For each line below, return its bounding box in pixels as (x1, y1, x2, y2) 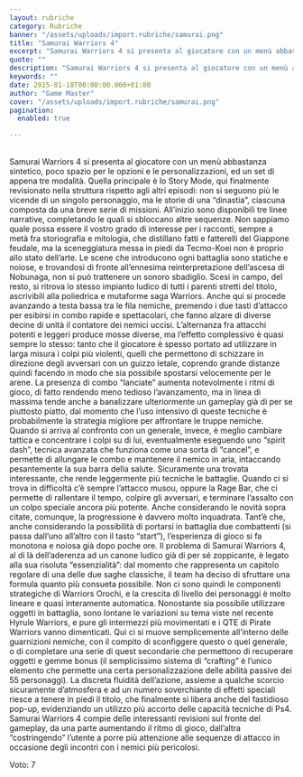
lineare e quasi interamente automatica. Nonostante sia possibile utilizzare (9, 598, 286, 609)
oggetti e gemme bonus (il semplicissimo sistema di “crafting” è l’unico (9, 656, 272, 667)
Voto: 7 (9, 760, 36, 771)
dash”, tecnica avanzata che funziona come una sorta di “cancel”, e (9, 445, 260, 455)
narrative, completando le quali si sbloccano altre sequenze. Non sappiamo (9, 214, 290, 225)
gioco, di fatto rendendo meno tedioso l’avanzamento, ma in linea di (9, 387, 262, 398)
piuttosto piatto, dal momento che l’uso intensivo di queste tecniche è (9, 406, 268, 417)
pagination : (9, 106, 54, 115)
